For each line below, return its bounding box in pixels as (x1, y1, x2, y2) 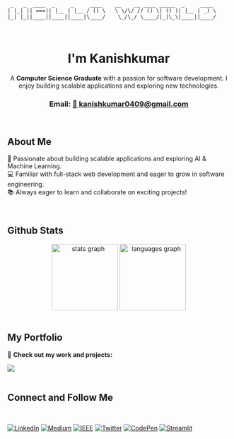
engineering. (7, 180, 45, 189)
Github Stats (7, 225, 64, 237)
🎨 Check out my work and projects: (7, 350, 113, 358)
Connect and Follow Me (7, 392, 114, 404)
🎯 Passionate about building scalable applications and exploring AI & (7, 154, 207, 163)
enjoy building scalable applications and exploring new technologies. (18, 81, 219, 90)
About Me (7, 136, 52, 148)
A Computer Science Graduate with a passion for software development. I (10, 74, 228, 82)
